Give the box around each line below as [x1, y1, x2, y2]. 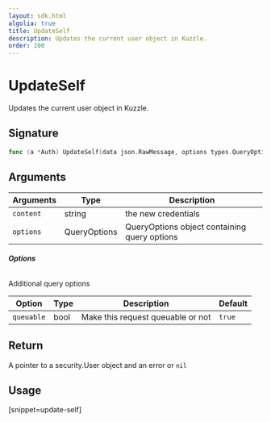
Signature [8, 127, 59, 140]
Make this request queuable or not [81, 311, 211, 323]
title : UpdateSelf [8, 27, 70, 35]
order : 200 [8, 42, 45, 50]
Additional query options [8, 278, 90, 288]
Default [219, 298, 248, 309]
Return [8, 339, 44, 353]
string [64, 207, 86, 219]
